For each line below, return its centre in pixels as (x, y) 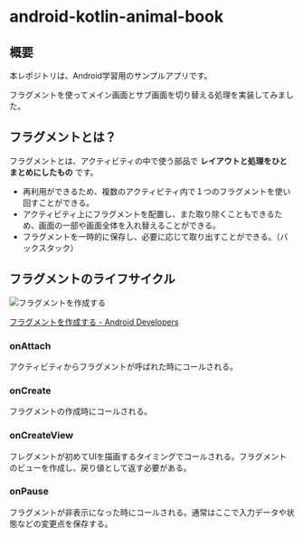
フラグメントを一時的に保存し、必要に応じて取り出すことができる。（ (151, 236)
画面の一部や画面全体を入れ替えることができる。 (128, 225)
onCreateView (42, 436)
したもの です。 (69, 172)
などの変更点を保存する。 (65, 523)
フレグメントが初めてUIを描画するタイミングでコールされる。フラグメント (148, 456)
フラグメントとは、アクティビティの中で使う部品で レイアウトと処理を (141, 161)
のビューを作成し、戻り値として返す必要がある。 (100, 467)
